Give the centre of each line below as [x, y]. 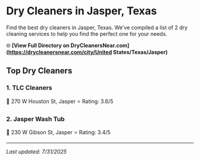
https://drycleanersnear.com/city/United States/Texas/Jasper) [88, 52]
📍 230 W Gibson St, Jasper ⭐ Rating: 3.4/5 [59, 132]
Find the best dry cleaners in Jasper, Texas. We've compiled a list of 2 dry [97, 27]
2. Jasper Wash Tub [35, 119]
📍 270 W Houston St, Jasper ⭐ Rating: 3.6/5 [60, 101]
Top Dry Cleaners [39, 71]
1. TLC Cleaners [29, 88]
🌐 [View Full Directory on [38, 45]
